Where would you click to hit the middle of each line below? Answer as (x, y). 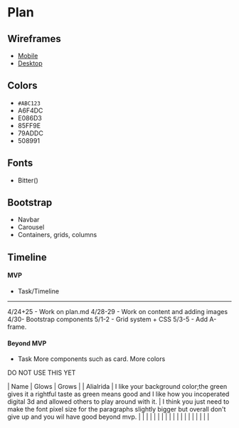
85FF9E (29, 125)
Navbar (28, 220)
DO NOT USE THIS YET (42, 373)
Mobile (28, 56)
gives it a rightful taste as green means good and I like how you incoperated (118, 394)
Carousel (31, 227)
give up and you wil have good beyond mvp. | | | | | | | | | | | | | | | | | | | (108, 417)
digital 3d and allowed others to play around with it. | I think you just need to (118, 402)
